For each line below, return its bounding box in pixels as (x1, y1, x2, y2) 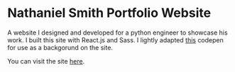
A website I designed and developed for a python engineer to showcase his (7, 28, 229, 37)
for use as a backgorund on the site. (7, 43, 114, 52)
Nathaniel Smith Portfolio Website (7, 5, 212, 21)
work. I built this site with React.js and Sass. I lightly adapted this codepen (7, 35, 224, 44)
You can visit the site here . (7, 56, 85, 65)
